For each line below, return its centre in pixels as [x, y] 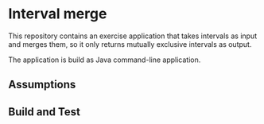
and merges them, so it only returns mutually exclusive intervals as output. [130, 44]
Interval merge [58, 14]
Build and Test [45, 112]
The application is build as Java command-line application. [105, 60]
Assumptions [42, 85]
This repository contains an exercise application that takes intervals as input [132, 36]
